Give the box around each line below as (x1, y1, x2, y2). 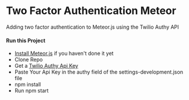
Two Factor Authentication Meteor (6, 4, 177, 18)
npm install (14, 81, 41, 88)
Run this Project (6, 37, 45, 44)
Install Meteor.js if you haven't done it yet (14, 50, 114, 57)
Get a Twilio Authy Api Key (14, 63, 79, 70)
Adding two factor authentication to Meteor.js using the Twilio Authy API (6, 23, 179, 30)
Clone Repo (14, 56, 43, 63)
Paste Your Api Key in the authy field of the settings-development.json (14, 68, 184, 75)
